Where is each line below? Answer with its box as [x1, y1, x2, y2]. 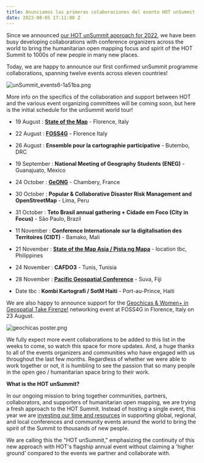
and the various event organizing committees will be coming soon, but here [6, 99, 196, 107]
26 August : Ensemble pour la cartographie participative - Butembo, [15, 141, 191, 149]
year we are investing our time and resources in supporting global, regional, [6, 411, 197, 419]
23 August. [6, 312, 34, 319]
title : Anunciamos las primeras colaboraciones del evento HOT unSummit [6, 9, 195, 15]
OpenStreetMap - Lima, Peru [15, 196, 90, 204]
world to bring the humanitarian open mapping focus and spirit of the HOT [6, 44, 193, 52]
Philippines [15, 251, 43, 259]
